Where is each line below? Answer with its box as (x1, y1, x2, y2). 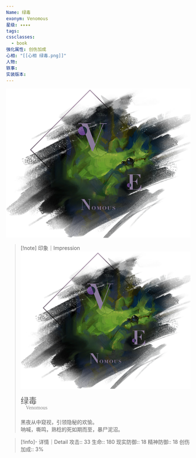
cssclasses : (6, 34, 35, 40)
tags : (6, 28, 19, 34)
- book (11, 40, 27, 46)
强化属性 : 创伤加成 (6, 47, 47, 53)
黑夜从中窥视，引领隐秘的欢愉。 (20, 418, 98, 425)
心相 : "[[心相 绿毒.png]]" (6, 53, 67, 59)
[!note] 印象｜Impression (20, 244, 80, 252)
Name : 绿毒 (6, 9, 31, 15)
